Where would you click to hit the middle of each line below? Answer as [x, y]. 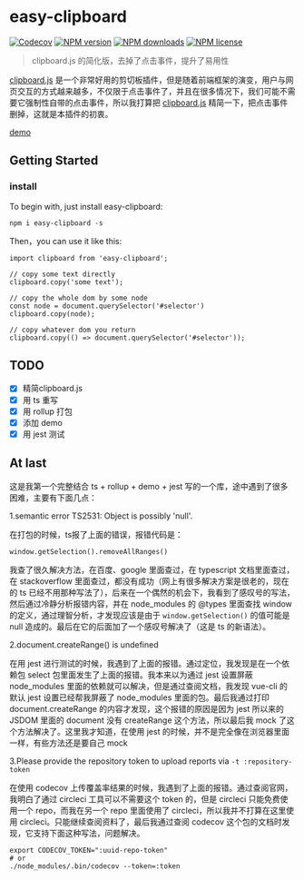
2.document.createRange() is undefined [84, 644]
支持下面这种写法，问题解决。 [89, 833]
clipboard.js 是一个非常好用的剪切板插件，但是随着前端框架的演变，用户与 [147, 80]
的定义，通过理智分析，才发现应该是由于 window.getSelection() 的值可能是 [150, 615]
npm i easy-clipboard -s [56, 223]
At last [28, 464]
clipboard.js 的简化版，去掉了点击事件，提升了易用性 [130, 60]
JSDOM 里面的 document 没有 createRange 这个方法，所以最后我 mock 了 [148, 720]
